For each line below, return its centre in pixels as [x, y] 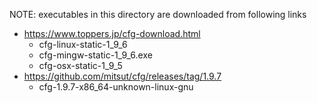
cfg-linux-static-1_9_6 [83, 44]
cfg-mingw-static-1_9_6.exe [95, 55]
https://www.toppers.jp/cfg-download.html [112, 33]
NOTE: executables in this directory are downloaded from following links [158, 14]
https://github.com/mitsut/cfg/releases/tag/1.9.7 [122, 76]
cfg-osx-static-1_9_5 [80, 65]
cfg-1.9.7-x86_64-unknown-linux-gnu [116, 87]
